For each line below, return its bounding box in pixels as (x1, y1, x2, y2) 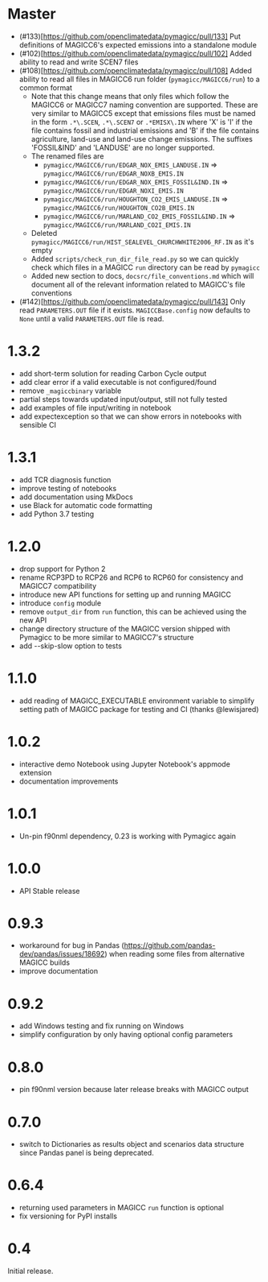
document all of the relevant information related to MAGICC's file (30, 279, 246, 289)
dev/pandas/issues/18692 (18, 949, 105, 959)
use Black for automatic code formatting (18, 500, 153, 510)
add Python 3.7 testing (18, 509, 95, 519)
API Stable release (18, 886, 80, 895)
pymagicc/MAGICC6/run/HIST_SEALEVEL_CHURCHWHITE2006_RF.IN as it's (30, 237, 254, 246)
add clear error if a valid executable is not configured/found (18, 377, 217, 387)
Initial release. (7, 1266, 54, 1276)
